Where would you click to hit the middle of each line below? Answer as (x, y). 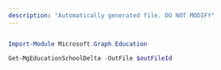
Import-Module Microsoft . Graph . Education (78, 44)
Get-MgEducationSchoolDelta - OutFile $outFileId (90, 58)
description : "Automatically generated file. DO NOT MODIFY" (112, 15)
